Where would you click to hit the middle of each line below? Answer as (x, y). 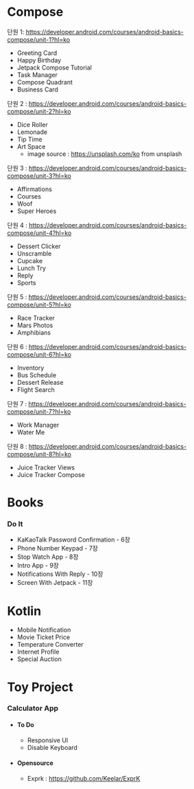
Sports (26, 282)
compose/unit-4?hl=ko (39, 233)
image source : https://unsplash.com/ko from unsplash (105, 154)
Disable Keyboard (52, 747)
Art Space (31, 146)
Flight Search (36, 390)
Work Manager (38, 425)
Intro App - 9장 (38, 566)
